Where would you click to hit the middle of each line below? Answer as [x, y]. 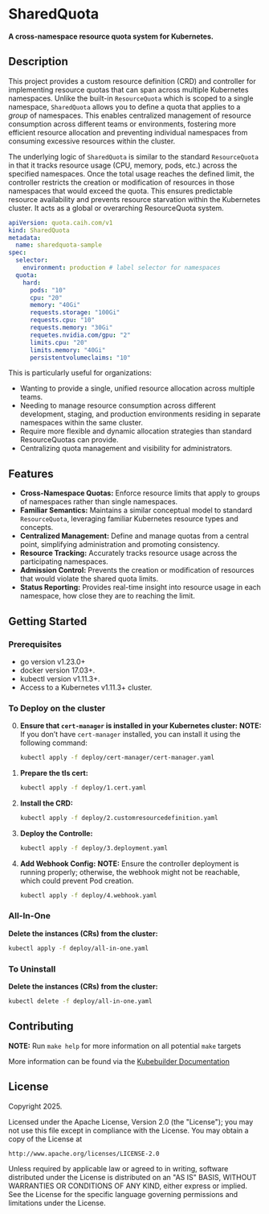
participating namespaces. [64, 561]
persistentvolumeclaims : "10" [80, 358]
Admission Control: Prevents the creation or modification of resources [137, 570]
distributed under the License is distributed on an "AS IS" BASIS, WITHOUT [132, 1177]
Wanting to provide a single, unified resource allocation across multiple [137, 388]
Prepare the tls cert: [54, 773]
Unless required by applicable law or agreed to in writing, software [118, 1168]
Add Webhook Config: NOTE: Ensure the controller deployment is [129, 864]
